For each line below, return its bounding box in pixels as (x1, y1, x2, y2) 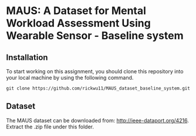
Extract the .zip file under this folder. (6, 123, 94, 130)
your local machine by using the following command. (6, 74, 134, 81)
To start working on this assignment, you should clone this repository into (6, 68, 184, 74)
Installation (6, 52, 48, 62)
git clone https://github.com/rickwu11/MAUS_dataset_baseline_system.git (6, 86, 191, 91)
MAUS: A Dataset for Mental (6, 4, 147, 18)
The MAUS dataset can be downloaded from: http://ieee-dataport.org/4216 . (6, 117, 190, 124)
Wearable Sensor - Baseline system (6, 29, 184, 42)
